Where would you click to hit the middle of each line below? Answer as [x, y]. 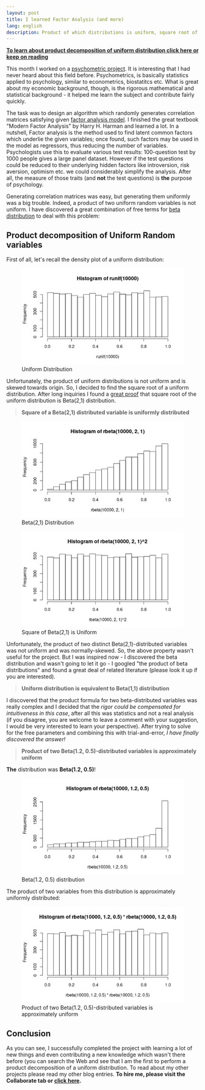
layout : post [23, 13]
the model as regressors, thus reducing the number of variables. [87, 146]
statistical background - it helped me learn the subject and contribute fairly [100, 95]
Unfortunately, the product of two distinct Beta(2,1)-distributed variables [97, 644]
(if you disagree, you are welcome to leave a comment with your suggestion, [103, 720]
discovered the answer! [36, 740]
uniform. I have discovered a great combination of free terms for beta [93, 209]
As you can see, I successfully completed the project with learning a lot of [99, 1048]
